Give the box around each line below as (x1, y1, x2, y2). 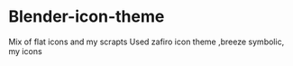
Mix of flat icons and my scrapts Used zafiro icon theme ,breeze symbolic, (8, 36, 285, 47)
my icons (8, 45, 42, 56)
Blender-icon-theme (8, 6, 165, 27)
